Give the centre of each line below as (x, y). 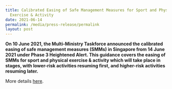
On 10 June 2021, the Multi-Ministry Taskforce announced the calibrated (84, 44)
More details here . (25, 81)
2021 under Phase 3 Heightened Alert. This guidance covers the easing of (85, 55)
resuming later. (22, 71)
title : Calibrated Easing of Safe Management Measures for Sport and (81, 10)
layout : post (19, 29)
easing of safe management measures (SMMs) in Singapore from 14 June (85, 49)
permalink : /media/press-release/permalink (52, 24)
